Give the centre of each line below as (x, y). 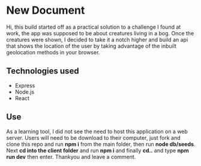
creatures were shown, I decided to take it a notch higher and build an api (97, 39)
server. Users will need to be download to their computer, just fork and (94, 137)
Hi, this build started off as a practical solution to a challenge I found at (94, 27)
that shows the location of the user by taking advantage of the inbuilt (91, 46)
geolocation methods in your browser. (53, 52)
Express (25, 85)
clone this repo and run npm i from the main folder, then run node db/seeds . (101, 144)
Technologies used (43, 71)
